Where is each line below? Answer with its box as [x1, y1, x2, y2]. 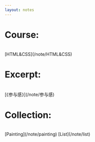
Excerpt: [5, 68, 41, 80]
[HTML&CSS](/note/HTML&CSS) [5, 51, 72, 57]
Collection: [5, 109, 52, 121]
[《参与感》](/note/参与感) [5, 91, 55, 97]
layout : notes [5, 7, 35, 13]
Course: [5, 29, 39, 40]
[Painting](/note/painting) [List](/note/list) [5, 131, 90, 137]
